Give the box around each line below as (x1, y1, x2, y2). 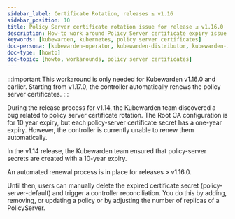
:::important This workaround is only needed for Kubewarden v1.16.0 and (7, 75, 215, 83)
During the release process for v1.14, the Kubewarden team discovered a (7, 103, 216, 112)
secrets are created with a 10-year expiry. (7, 154, 127, 162)
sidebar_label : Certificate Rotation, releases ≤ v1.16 (7, 10, 173, 17)
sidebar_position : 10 (7, 17, 71, 24)
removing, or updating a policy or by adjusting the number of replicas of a (7, 196, 220, 204)
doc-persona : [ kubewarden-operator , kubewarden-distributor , (7, 43, 190, 50)
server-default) (7, 188, 51, 197)
